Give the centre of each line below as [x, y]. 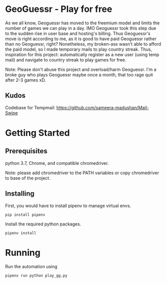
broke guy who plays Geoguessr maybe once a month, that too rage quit [79, 74]
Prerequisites [26, 151]
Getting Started [38, 133]
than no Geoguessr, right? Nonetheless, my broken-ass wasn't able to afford [83, 44]
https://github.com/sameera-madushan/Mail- [103, 107]
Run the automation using [31, 266]
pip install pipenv [25, 214]
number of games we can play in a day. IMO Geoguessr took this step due [81, 28]
